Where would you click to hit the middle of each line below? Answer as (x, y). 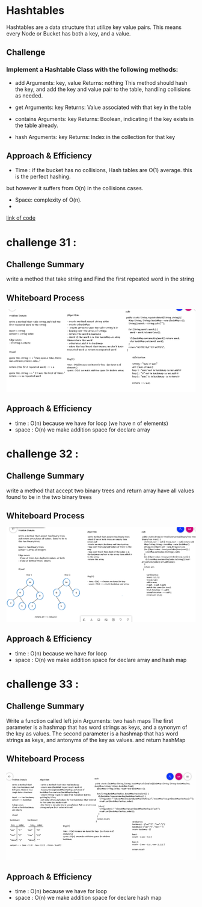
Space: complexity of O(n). (48, 200)
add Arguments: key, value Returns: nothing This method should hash (101, 82)
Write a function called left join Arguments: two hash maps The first (90, 720)
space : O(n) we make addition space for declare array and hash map (101, 660)
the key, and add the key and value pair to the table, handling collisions (103, 89)
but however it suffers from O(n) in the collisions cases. (75, 188)
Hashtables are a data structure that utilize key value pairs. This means (94, 27)
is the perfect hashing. (43, 177)
